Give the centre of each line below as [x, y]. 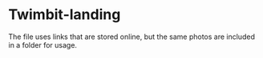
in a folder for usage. [43, 44]
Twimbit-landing [65, 15]
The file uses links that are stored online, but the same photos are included [131, 37]
